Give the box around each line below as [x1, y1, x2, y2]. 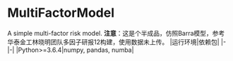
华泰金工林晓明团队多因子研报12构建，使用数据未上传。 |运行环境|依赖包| [7, 37, 220, 46]
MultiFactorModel [7, 5, 115, 21]
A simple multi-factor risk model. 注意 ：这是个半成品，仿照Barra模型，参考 [7, 29, 225, 37]
